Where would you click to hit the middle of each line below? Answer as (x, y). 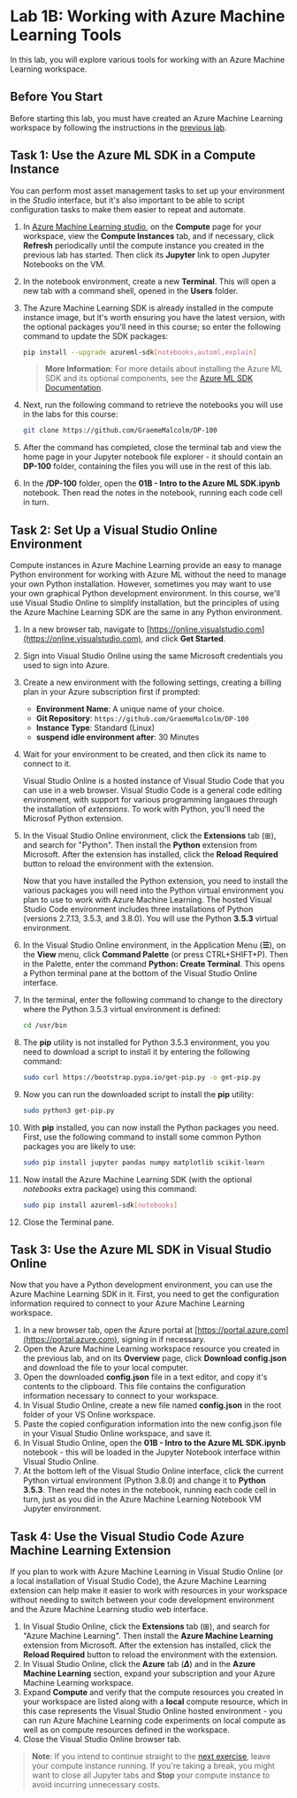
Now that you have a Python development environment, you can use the (141, 1285)
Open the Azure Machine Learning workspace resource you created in (151, 1349)
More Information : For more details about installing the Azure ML (164, 369)
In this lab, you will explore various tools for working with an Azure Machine (148, 59)
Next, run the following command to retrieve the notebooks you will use (153, 405)
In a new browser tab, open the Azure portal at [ (110, 1330)
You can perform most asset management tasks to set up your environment (148, 190)
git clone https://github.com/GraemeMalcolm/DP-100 (120, 431)
